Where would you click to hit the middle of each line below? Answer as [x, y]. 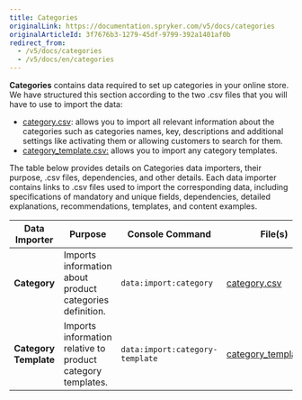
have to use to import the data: [66, 104]
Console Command [169, 234]
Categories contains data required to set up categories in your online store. [149, 85]
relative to [84, 348]
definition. [84, 311]
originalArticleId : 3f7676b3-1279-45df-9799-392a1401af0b [120, 34]
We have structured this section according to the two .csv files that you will [148, 95]
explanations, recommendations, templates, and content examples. [133, 206]
